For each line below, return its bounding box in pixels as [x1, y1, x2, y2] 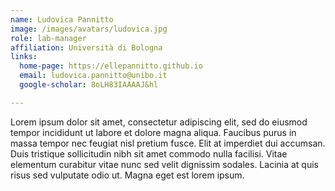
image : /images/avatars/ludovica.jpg [10, 24, 168, 34]
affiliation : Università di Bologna [10, 42, 163, 53]
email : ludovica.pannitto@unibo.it [19, 71, 168, 81]
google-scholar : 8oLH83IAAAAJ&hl [19, 80, 159, 90]
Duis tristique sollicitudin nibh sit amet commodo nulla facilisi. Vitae [10, 147, 288, 160]
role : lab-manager [10, 33, 87, 43]
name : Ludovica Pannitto [10, 14, 114, 25]
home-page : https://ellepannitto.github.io [19, 61, 203, 71]
